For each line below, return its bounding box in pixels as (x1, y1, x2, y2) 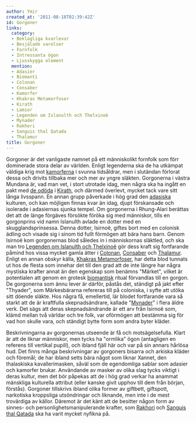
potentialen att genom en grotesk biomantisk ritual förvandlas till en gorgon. (6, 274, 189, 281)
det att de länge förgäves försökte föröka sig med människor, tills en (6, 212, 170, 219)
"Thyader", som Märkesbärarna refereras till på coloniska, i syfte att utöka (6, 286, 184, 293)
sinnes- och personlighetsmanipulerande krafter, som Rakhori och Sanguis (6, 404, 186, 411)
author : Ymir (6, 8, 38, 15)
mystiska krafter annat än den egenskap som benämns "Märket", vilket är (6, 268, 183, 275)
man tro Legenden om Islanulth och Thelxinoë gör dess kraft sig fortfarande (6, 243, 189, 250)
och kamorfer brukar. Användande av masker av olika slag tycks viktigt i (6, 366, 180, 373)
